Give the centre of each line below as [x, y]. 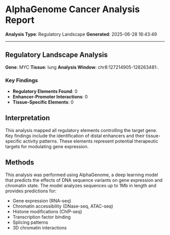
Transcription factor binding [41, 217]
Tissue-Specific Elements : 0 [43, 102]
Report [20, 20]
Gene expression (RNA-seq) [42, 200]
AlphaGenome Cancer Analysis [73, 9]
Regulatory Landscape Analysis [56, 55]
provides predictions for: [31, 191]
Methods [20, 163]
